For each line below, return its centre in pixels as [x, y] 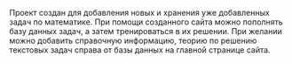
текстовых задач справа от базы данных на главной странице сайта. [140, 50]
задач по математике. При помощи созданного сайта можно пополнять [146, 22]
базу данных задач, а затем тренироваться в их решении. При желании [146, 31]
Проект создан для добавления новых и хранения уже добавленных [140, 13]
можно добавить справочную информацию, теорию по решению [133, 40]
